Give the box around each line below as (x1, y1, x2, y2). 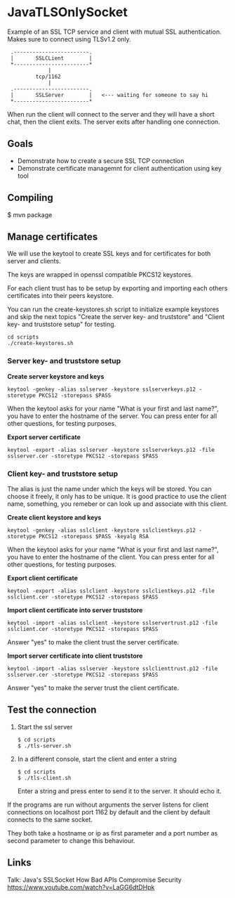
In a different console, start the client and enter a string (17, 755, 177, 763)
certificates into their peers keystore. (7, 292, 114, 300)
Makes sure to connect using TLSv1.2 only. (7, 34, 131, 43)
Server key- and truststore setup (7, 356, 121, 366)
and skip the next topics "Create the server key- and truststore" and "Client (7, 313, 225, 321)
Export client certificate (7, 573, 79, 582)
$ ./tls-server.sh (17, 742, 72, 749)
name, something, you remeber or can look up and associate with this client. (7, 500, 228, 508)
